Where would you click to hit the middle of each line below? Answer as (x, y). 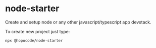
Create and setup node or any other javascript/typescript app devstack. (78, 22)
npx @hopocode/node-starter (34, 40)
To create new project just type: (38, 31)
